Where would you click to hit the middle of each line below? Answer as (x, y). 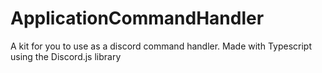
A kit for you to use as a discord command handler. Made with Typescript (161, 46)
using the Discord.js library (66, 56)
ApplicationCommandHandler (137, 18)
